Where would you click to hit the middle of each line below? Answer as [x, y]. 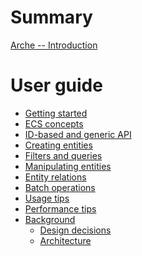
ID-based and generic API [78, 134]
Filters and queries [63, 155]
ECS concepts [54, 123]
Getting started [56, 113]
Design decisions [75, 230]
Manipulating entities [68, 166]
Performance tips [60, 208]
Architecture [65, 240]
